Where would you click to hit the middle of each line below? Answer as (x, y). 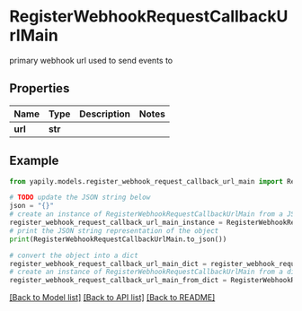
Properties (40, 88)
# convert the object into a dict (74, 255)
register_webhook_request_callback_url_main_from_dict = (118, 281)
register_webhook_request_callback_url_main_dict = (108, 263)
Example (34, 161)
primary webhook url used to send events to (91, 60)
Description (105, 114)
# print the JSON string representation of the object (114, 230)
